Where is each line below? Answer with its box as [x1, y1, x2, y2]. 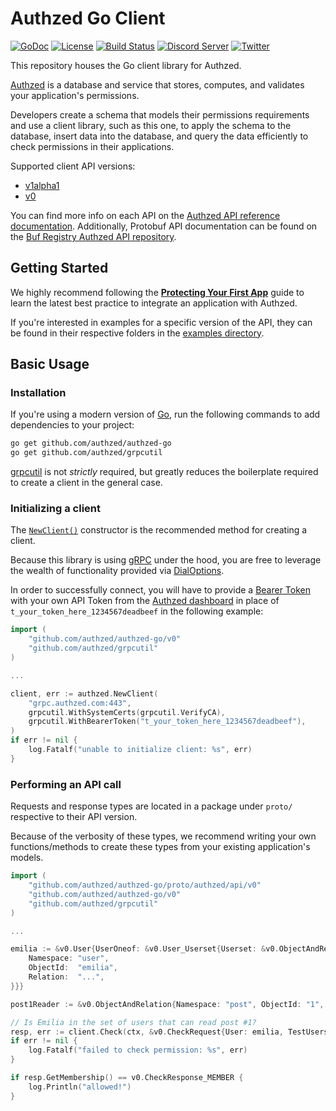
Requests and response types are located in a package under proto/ [10, 800, 293, 812]
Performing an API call [10, 777, 122, 791]
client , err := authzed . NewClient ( [10, 688, 159, 699]
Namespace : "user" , [28, 953, 110, 964]
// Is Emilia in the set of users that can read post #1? [10, 1017, 257, 1027]
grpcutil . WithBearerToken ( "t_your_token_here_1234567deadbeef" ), [28, 717, 307, 727]
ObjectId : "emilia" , [28, 963, 118, 973]
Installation [10, 386, 67, 400]
